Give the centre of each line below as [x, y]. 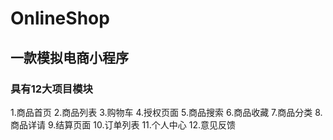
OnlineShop [60, 18]
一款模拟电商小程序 [69, 57]
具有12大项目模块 [51, 89]
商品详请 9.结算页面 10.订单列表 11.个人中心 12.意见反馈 [123, 124]
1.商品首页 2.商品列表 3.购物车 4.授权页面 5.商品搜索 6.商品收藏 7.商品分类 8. [166, 112]
